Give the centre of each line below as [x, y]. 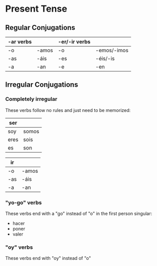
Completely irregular [31, 99]
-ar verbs [20, 42]
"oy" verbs [19, 247]
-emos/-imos [112, 50]
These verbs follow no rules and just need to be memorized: [68, 110]
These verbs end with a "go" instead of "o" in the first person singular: [79, 213]
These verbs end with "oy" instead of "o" [48, 258]
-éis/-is [105, 59]
